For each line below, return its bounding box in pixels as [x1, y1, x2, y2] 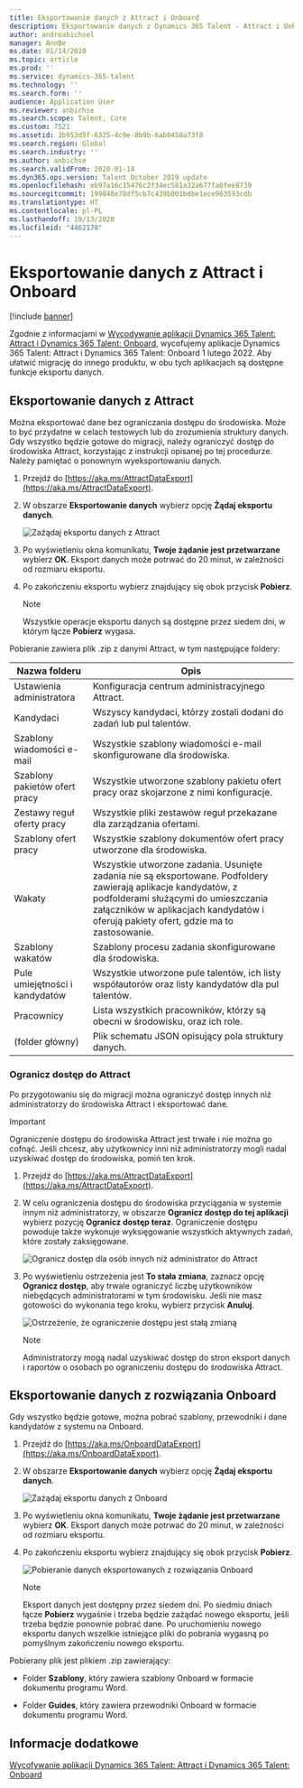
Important [9, 1116, 46, 1127]
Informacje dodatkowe [9, 1736, 140, 1751]
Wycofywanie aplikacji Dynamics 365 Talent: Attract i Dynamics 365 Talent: [9, 1760, 290, 1771]
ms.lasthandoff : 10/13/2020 [9, 214, 115, 224]
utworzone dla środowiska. [93, 843, 207, 856]
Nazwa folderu [16, 665, 82, 677]
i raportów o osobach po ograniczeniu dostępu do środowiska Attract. [22, 1361, 283, 1373]
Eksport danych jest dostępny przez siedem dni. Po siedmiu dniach [22, 1599, 272, 1610]
